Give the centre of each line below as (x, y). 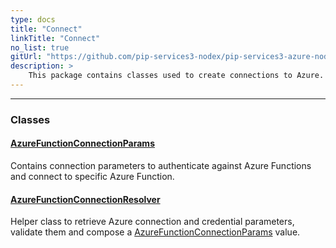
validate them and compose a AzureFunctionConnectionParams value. (155, 232)
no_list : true (40, 47)
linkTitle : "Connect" (55, 38)
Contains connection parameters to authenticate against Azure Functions (161, 165)
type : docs (33, 19)
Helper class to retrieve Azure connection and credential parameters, (152, 222)
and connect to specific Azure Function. (92, 176)
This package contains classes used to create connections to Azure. (176, 76)
